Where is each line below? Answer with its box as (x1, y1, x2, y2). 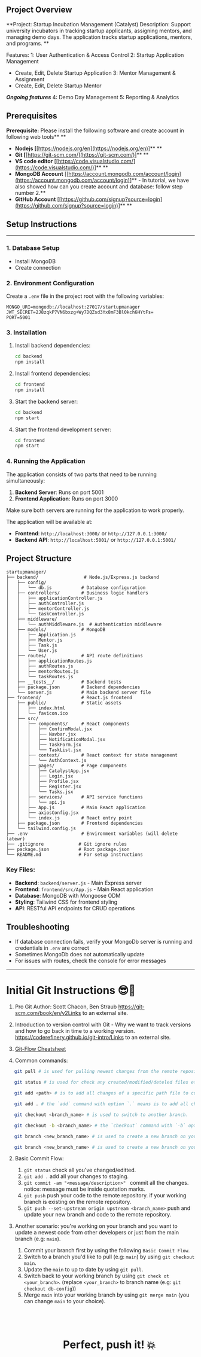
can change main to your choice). (23, 1298, 106, 1305)
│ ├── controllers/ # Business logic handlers (6, 590, 148, 596)
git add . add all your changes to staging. (23, 1173, 129, 1180)
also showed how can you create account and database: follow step (14, 182, 183, 190)
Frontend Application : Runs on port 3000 (14, 495, 118, 502)
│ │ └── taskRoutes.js (6, 674, 74, 680)
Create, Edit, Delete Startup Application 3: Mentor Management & (14, 69, 176, 77)
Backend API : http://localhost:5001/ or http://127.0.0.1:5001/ (14, 536, 176, 543)
